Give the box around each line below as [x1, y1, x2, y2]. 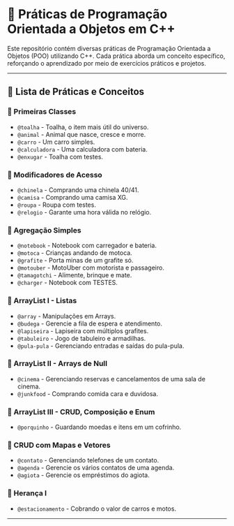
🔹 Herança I [7, 488, 47, 498]
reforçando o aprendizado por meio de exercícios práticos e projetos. [7, 59, 207, 67]
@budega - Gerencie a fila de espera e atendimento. [17, 319, 162, 328]
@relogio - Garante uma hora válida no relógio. [17, 207, 152, 216]
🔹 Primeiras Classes [7, 107, 77, 117]
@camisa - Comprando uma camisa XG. [17, 193, 128, 201]
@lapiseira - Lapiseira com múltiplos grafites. [17, 326, 149, 335]
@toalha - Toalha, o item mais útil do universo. [17, 122, 149, 131]
